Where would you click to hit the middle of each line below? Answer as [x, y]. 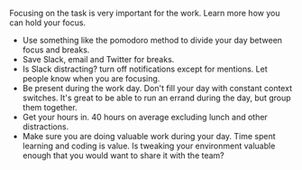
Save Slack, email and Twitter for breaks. [98, 59]
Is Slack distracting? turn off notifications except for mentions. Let [145, 69]
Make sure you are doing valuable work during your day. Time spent [149, 136]
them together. [50, 107]
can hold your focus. [48, 23]
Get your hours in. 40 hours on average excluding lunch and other [145, 117]
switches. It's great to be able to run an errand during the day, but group [156, 98]
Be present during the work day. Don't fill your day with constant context [157, 88]
